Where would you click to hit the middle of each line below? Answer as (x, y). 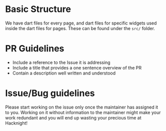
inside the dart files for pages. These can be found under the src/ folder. (80, 28)
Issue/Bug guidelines (50, 93)
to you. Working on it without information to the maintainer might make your (83, 112)
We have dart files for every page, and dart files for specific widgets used (81, 23)
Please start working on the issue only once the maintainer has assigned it (82, 107)
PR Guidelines (35, 49)
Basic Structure (38, 9)
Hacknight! (16, 123)
